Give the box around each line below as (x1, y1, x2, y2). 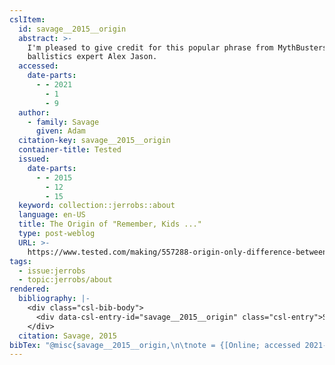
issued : (18, 154, 51, 164)
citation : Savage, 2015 (18, 331, 117, 341)
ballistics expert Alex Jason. (27, 52, 158, 62)
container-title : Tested (18, 145, 122, 155)
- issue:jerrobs (18, 266, 86, 276)
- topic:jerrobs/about (18, 275, 113, 285)
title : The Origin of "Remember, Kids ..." (18, 219, 202, 230)
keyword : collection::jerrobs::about (18, 201, 176, 211)
